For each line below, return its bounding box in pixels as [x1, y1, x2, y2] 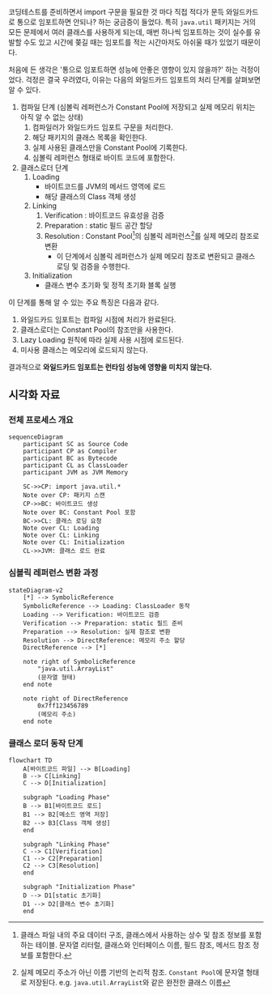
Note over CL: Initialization [23, 538, 125, 546]
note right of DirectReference [23, 695, 129, 703]
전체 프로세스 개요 [8, 414, 74, 425]
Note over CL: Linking [23, 531, 100, 540]
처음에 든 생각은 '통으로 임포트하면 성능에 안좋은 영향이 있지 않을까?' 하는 [8, 65, 239, 74]
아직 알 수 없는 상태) [19, 113, 83, 121]
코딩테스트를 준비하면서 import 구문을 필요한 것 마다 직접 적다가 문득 [8, 7, 224, 16]
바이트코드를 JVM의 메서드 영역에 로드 [44, 181, 166, 191]
